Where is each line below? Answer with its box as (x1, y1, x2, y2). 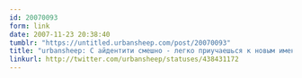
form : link (9, 22, 50, 30)
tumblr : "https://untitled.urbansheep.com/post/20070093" (9, 38, 231, 48)
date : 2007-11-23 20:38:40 (9, 30, 111, 39)
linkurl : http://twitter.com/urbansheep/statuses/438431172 (9, 55, 240, 64)
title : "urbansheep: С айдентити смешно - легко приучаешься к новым (9, 47, 276, 56)
